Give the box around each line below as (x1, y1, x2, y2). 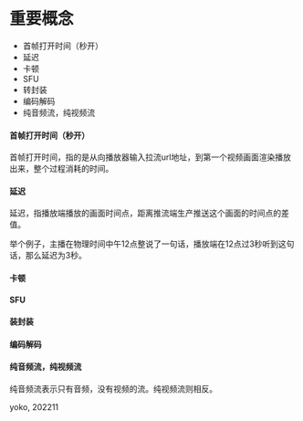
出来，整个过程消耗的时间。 (9, 163, 114, 174)
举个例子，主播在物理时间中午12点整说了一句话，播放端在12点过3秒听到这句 (9, 238, 295, 249)
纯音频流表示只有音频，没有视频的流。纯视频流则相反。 (9, 383, 217, 394)
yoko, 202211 (9, 401, 59, 412)
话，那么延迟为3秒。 (9, 250, 87, 261)
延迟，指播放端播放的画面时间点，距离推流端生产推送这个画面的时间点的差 (9, 207, 289, 219)
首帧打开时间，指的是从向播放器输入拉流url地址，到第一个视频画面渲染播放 (9, 152, 292, 163)
